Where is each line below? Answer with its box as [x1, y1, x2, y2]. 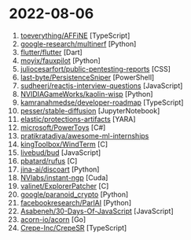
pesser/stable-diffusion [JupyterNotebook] [20, 105, 160, 115]
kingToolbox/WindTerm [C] [20, 139, 108, 149]
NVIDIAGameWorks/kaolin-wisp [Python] [20, 89, 153, 98]
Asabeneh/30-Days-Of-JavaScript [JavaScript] [20, 206, 174, 216]
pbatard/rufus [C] [20, 156, 78, 165]
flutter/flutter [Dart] [20, 47, 83, 57]
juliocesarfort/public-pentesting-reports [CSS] [20, 64, 171, 73]
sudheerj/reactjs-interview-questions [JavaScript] [20, 80, 183, 90]
